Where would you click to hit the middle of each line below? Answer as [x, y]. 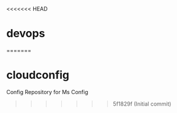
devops [26, 34]
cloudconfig [38, 75]
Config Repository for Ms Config [47, 92]
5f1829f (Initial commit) [142, 104]
